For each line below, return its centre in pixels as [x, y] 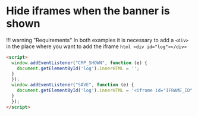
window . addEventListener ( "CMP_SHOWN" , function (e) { [79, 63]
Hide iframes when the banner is [88, 11]
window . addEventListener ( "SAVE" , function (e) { [73, 85]
